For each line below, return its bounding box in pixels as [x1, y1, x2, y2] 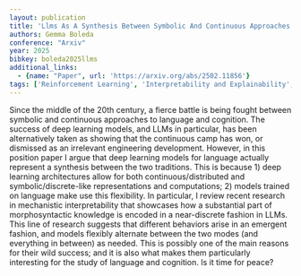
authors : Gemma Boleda [9, 30, 94, 39]
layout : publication [9, 13, 87, 22]
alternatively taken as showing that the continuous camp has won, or [9, 133, 263, 143]
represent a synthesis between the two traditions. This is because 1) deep [9, 161, 282, 172]
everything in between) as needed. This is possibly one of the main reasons [9, 237, 289, 248]
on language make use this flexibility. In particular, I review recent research [9, 190, 286, 201]
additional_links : [9, 64, 78, 73]
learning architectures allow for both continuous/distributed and [9, 171, 245, 182]
